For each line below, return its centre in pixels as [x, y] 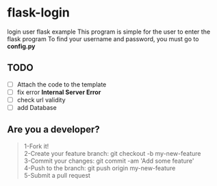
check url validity [41, 100]
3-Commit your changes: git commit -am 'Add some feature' [109, 161]
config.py [21, 46]
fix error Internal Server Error [59, 92]
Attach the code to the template [62, 84]
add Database [37, 107]
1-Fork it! [36, 146]
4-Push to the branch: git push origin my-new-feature [100, 168]
